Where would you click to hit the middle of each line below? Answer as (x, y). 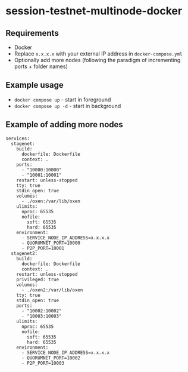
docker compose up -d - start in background (68, 106)
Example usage (35, 85)
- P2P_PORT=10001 (43, 248)
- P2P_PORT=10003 (43, 363)
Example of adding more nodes (64, 124)
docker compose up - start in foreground (62, 99)
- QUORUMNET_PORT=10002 (51, 358)
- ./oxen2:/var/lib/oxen (52, 290)
